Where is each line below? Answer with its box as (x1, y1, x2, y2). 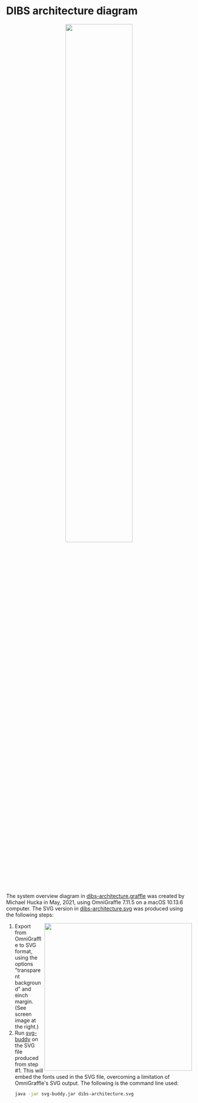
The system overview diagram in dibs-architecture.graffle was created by (6, 892, 184, 899)
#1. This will (14, 1067, 43, 1074)
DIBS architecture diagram (6, 4, 138, 18)
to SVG (19, 941, 37, 948)
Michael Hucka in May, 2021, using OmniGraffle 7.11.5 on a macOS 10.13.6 (6, 899, 183, 906)
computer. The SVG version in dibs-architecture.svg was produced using (6, 905, 183, 912)
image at (14, 1017, 37, 1024)
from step (14, 1060, 39, 1068)
